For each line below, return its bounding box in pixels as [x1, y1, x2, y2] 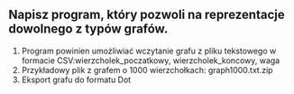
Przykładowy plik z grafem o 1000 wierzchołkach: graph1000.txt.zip [21, 64, 273, 75]
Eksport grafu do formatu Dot [21, 74, 132, 85]
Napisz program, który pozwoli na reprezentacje [8, 7, 285, 23]
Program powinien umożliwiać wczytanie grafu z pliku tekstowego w [21, 45, 277, 56]
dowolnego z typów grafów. [8, 22, 169, 37]
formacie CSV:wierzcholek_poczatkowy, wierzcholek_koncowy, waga [21, 54, 280, 66]
